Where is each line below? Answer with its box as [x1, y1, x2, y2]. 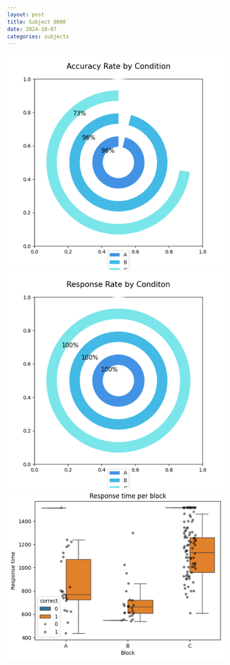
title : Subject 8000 [7, 18, 67, 25]
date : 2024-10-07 [7, 25, 57, 32]
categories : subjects [7, 33, 70, 40]
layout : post [7, 11, 45, 18]
